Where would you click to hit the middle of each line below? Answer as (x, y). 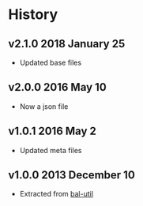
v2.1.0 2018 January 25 (67, 44)
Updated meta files (51, 150)
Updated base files (50, 62)
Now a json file (44, 106)
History (33, 15)
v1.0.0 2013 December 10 (72, 175)
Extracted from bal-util (56, 194)
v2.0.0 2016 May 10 (57, 87)
